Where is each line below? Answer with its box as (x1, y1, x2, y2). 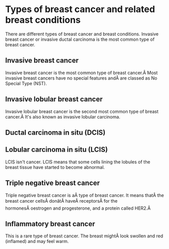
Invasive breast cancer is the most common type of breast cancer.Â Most (5, 70, 158, 76)
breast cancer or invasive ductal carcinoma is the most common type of (5, 36, 155, 42)
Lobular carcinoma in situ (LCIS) (5, 145, 108, 154)
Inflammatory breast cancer (5, 219, 95, 228)
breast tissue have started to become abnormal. (5, 164, 105, 170)
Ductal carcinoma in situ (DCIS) (5, 128, 106, 137)
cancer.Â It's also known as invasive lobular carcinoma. (5, 113, 121, 119)
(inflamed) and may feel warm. (5, 238, 69, 244)
